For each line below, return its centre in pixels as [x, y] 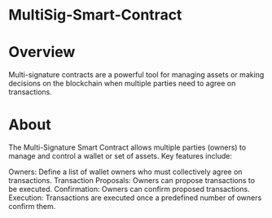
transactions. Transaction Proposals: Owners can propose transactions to [132, 181]
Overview [42, 52]
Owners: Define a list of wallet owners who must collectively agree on [125, 172]
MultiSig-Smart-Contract [95, 15]
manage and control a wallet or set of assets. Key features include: [120, 156]
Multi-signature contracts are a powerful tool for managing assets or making [136, 75]
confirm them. [32, 207]
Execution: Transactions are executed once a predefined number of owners [135, 198]
